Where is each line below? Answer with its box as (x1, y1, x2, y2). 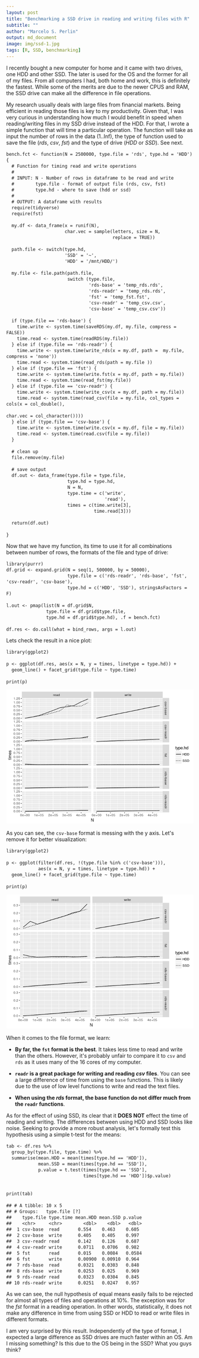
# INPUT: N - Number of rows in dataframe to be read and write (11, 175, 174, 181)
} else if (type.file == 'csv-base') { (11, 419, 110, 425)
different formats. (6, 1315, 49, 1323)
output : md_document (6, 35, 58, 41)
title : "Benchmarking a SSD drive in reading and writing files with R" (6, 15, 190, 22)
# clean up (11, 449, 39, 454)
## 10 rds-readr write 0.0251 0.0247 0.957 (6, 1279, 140, 1286)
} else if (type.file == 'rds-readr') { (11, 341, 113, 347)
